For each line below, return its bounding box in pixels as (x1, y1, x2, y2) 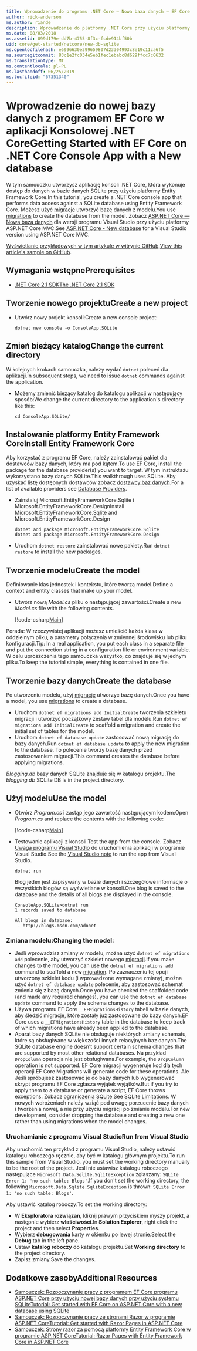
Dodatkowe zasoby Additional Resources (6, 1273, 157, 1283)
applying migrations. (14, 758, 64, 766)
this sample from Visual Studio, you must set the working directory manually (6, 1159, 191, 1166)
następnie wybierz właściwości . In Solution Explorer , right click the (14, 1218, 178, 1225)
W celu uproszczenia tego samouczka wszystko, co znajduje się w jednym (6, 653, 186, 660)
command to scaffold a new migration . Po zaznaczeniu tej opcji (14, 968, 168, 975)
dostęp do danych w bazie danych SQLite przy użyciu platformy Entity (6, 187, 176, 194)
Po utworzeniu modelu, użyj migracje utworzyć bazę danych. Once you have (6, 691, 189, 698)
